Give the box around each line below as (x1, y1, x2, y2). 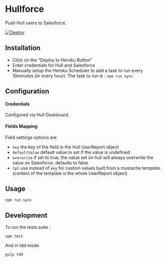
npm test (5, 234, 23, 239)
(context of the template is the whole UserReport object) (12, 170, 128, 176)
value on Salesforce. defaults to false (12, 159, 88, 165)
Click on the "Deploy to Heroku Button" (12, 57, 93, 63)
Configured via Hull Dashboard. (5, 112, 69, 118)
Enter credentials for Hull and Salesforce (12, 62, 95, 68)
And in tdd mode (5, 243, 39, 249)
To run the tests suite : (5, 224, 51, 230)
